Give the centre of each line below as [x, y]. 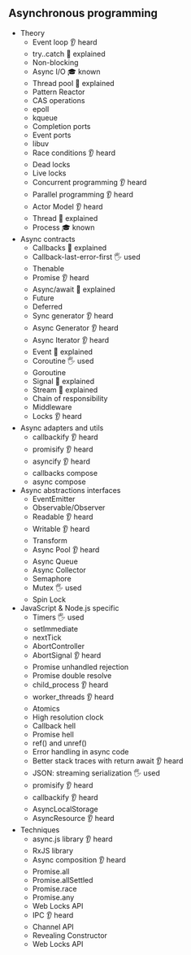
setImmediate [55, 629]
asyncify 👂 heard [61, 461]
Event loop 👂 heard [65, 42]
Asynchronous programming [83, 13]
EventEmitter [54, 499]
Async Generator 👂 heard [76, 327]
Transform [50, 540]
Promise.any [53, 897]
